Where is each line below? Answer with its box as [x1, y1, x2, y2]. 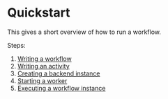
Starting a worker [17, 76, 68, 84]
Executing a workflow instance [17, 84, 106, 92]
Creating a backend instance [17, 69, 100, 78]
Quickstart [7, 5, 71, 21]
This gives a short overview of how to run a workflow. [7, 28, 162, 36]
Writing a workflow [17, 54, 72, 63]
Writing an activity [17, 62, 70, 70]
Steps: [7, 41, 26, 49]
